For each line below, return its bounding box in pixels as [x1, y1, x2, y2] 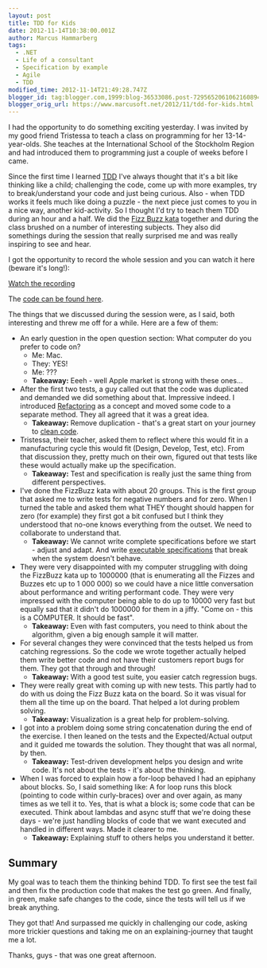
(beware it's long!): [8, 264, 70, 273]
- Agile [15, 71, 41, 79]
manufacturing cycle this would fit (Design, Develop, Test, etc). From [19, 444, 245, 453]
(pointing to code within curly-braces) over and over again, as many [19, 790, 242, 801]
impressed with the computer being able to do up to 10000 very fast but [19, 596, 256, 605]
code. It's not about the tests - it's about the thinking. [31, 766, 207, 775]
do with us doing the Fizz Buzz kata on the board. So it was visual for [19, 689, 246, 699]
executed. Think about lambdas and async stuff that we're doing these [19, 808, 252, 817]
